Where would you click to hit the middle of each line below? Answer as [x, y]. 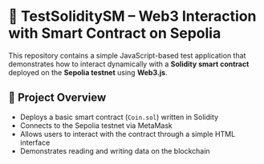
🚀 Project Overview [57, 98]
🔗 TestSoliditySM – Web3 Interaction [132, 16]
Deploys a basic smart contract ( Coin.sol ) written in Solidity [119, 117]
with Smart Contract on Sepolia [115, 33]
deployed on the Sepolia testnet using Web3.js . [88, 72]
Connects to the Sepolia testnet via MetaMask [96, 125]
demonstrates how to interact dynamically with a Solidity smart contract [129, 64]
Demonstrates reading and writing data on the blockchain [115, 150]
